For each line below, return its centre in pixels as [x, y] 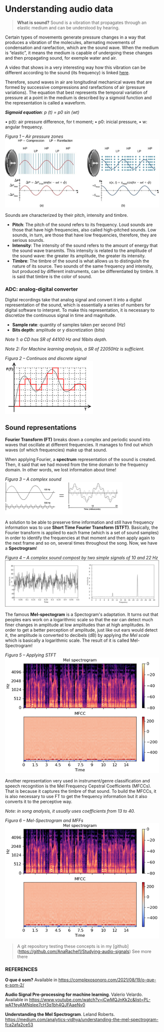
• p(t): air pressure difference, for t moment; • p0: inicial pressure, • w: [76, 122]
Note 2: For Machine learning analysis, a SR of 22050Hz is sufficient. [75, 349]
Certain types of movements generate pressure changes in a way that [75, 37]
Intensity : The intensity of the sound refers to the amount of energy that [85, 245]
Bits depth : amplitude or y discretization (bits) [58, 330]
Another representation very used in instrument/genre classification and [78, 780]
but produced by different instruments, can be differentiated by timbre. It [85, 271]
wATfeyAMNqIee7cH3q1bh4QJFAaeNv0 [45, 1005]
